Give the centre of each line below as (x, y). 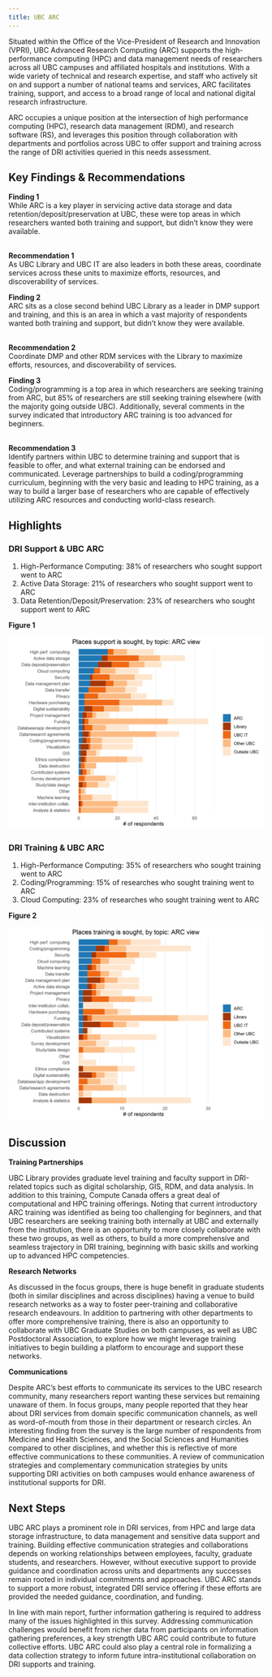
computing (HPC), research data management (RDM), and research (121, 126)
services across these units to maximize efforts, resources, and (114, 273)
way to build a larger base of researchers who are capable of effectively (129, 491)
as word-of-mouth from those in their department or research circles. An (130, 1422)
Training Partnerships (46, 1162)
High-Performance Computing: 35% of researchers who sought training (140, 866)
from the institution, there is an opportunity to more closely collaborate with (135, 1230)
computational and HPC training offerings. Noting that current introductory (133, 1204)
